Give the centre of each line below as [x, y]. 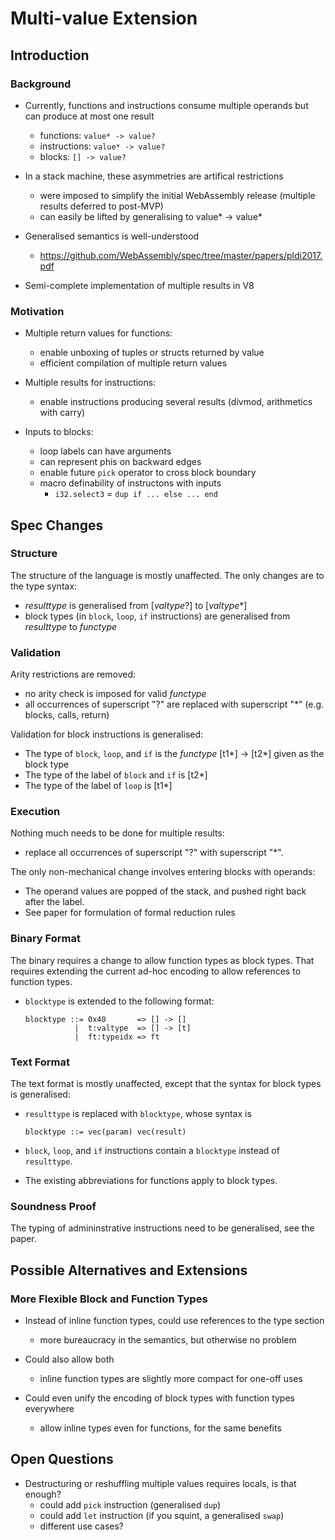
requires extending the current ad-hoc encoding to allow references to [156, 971]
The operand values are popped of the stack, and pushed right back [165, 891]
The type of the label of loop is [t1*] [98, 786]
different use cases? [81, 1526]
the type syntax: [44, 586]
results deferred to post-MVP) [101, 206]
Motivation [37, 311]
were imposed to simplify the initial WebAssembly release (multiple [177, 195]
